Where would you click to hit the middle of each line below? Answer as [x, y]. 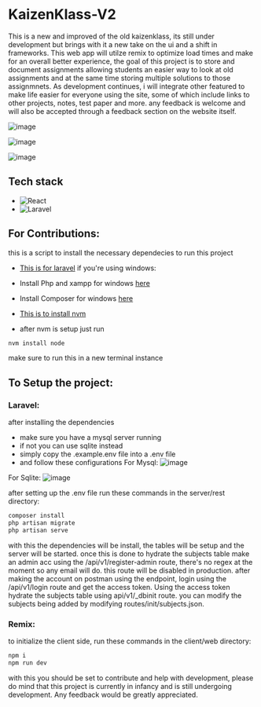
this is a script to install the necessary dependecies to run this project [121, 252]
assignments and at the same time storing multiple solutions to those [119, 78]
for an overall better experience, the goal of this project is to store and [121, 61]
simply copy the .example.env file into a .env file [97, 454]
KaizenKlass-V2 [62, 15]
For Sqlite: [25, 478]
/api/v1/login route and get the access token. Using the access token [119, 587]
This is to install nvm [53, 313]
